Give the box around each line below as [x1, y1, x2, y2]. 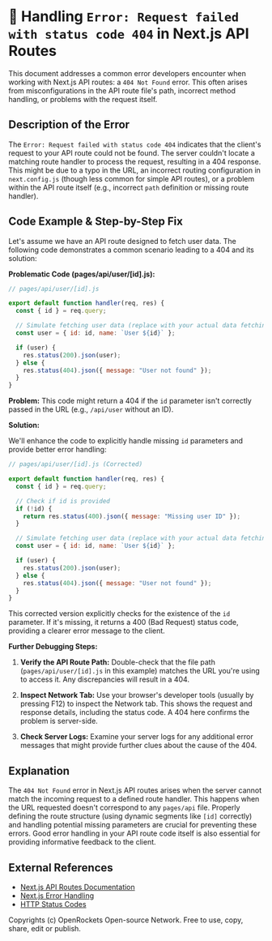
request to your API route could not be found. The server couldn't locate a [8, 148, 255, 157]
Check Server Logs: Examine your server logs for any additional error [19, 732, 253, 742]
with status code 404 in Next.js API [8, 24, 249, 43]
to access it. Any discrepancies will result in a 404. [19, 674, 190, 684]
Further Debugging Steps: [8, 642, 98, 652]
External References [8, 861, 113, 875]
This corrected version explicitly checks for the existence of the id [8, 609, 231, 618]
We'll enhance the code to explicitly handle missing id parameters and [8, 436, 244, 446]
